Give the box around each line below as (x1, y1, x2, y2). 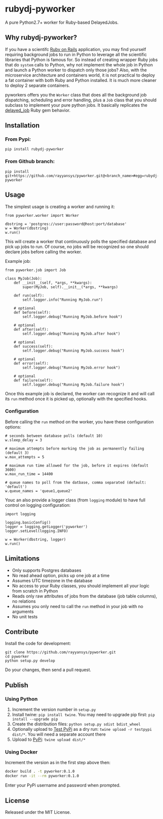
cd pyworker (5, 654, 29, 659)
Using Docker (5, 749, 38, 755)
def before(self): (14, 310, 51, 315)
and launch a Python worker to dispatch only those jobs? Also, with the (5, 67, 147, 73)
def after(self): (14, 327, 49, 332)
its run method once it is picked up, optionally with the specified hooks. (5, 396, 147, 401)
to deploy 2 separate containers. (5, 82, 70, 88)
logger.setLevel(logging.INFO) (5, 529, 68, 533)
